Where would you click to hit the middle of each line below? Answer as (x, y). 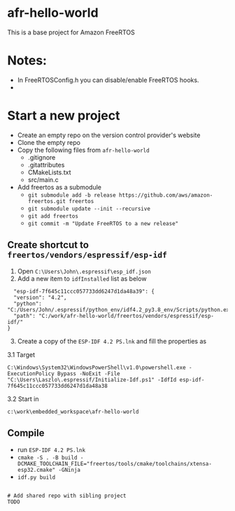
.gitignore (42, 157)
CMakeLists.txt (49, 172)
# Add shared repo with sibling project (67, 496)
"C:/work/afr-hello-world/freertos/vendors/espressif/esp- (126, 316)
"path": (25, 316)
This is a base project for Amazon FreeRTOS (71, 32)
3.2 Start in (23, 399)
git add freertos (53, 216)
